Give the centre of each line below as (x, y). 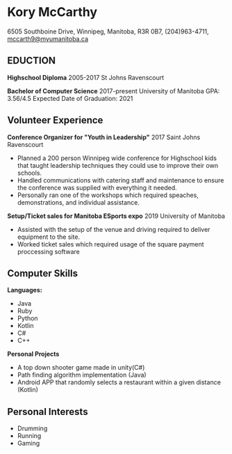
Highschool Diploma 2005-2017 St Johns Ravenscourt (86, 77)
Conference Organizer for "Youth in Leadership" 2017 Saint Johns (104, 137)
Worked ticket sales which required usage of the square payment (110, 244)
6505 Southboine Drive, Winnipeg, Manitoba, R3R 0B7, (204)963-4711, (108, 31)
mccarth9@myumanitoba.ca (48, 38)
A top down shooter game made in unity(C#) (81, 368)
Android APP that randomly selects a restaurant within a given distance (119, 382)
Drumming (32, 428)
